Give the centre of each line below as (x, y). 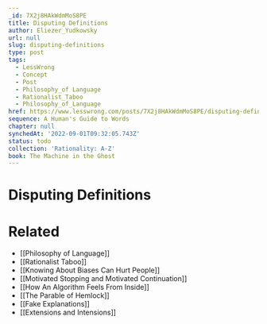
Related (34, 231)
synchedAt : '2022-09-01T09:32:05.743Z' (74, 133)
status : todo (30, 141)
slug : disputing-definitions (56, 45)
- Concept (31, 75)
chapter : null (32, 126)
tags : (17, 60)
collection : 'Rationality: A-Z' (62, 148)
